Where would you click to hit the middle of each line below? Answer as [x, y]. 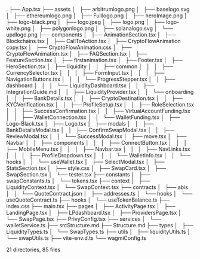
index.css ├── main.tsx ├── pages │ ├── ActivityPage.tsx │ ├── [91, 206]
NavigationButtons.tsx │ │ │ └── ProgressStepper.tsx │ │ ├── [91, 79]
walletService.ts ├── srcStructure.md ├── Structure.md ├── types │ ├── [100, 225]
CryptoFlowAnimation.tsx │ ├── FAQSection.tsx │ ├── [77, 54]
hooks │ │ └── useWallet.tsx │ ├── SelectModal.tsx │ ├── [86, 162]
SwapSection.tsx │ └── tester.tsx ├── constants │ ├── [78, 174]
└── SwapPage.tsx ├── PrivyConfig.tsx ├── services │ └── [84, 219]
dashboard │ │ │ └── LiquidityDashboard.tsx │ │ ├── [80, 86]
